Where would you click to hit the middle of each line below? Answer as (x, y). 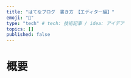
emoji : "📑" (20, 18)
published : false (28, 35)
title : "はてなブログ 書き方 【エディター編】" (60, 12)
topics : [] (20, 29)
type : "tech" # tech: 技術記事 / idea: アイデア (65, 23)
